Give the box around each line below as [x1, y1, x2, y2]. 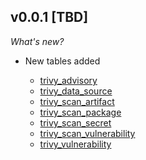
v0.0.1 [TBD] [10, 9, 89, 26]
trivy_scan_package [39, 106, 122, 118]
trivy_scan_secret [39, 116, 112, 129]
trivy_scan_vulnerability [39, 127, 136, 139]
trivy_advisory [39, 74, 98, 86]
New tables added [24, 55, 101, 67]
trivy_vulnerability [39, 138, 112, 150]
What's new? [10, 35, 65, 47]
